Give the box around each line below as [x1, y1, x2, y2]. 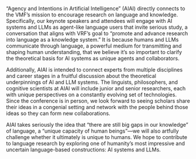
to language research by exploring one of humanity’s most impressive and [6, 140, 185, 147]
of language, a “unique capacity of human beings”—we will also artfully [6, 127, 179, 134]
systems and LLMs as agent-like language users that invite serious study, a [6, 23, 188, 31]
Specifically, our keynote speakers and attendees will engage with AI [6, 18, 173, 24]
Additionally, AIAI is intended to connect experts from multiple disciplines [6, 66, 183, 73]
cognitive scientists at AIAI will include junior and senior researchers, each [6, 85, 186, 92]
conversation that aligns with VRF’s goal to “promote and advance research [6, 30, 188, 37]
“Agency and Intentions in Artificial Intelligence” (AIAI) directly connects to [6, 5, 185, 12]
